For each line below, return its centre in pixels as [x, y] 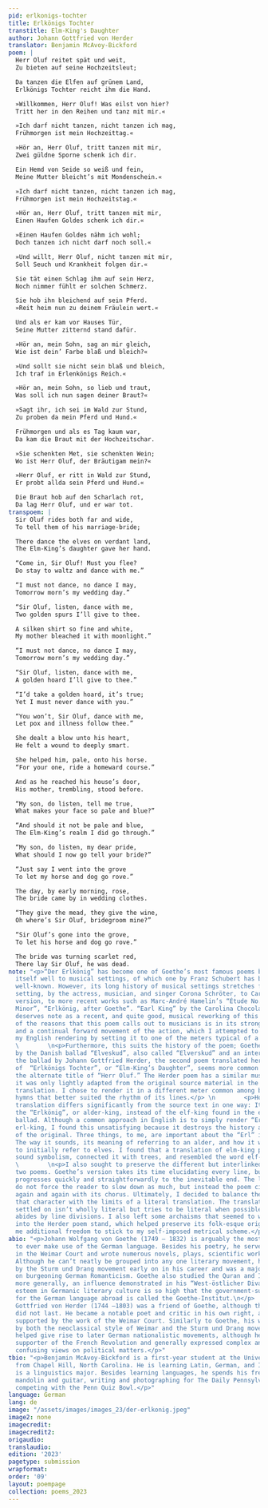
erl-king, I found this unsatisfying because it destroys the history [135, 1128]
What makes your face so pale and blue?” [85, 811]
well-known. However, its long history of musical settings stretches [135, 987]
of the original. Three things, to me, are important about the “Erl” [135, 1135]
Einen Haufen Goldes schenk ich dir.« [80, 221]
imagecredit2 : [32, 1432]
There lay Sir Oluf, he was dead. [73, 964]
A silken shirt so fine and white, [75, 629]
